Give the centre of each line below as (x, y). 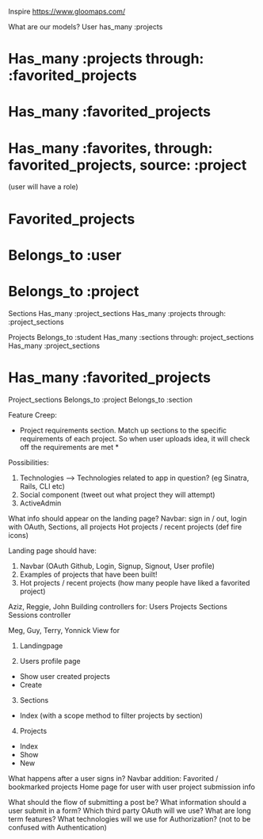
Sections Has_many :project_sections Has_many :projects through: (117, 313)
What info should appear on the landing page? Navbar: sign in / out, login (128, 518)
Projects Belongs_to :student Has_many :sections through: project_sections (131, 337)
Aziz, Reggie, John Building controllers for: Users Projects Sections (118, 606)
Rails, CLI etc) (42, 486)
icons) (19, 535)
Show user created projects (65, 676)
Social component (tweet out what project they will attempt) (117, 494)
